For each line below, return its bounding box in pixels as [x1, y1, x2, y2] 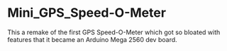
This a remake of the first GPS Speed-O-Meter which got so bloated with [7, 28, 221, 36]
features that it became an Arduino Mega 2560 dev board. [7, 35, 177, 43]
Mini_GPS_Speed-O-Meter [7, 5, 167, 21]
